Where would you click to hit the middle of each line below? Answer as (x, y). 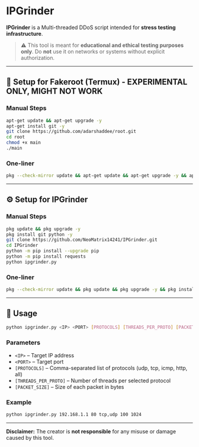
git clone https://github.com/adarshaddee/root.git (71, 132)
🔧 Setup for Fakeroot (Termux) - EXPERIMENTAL (97, 82)
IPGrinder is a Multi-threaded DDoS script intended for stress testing (91, 27)
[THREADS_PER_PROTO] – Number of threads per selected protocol (92, 381)
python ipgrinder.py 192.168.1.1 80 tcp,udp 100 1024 (74, 415)
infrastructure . (25, 33)
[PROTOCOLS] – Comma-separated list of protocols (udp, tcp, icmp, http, (101, 368)
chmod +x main (24, 143)
